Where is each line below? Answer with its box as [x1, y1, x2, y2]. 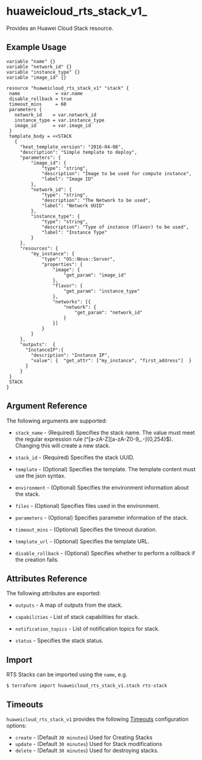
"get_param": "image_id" [63, 272, 127, 278]
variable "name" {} [6, 58, 56, 65]
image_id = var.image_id [14, 122, 91, 129]
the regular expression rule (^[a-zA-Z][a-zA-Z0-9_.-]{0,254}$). [15, 435, 173, 443]
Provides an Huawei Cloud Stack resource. [6, 24, 114, 32]
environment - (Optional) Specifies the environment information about [15, 483, 189, 491]
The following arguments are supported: [6, 417, 108, 424]
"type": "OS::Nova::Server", [41, 256, 116, 262]
